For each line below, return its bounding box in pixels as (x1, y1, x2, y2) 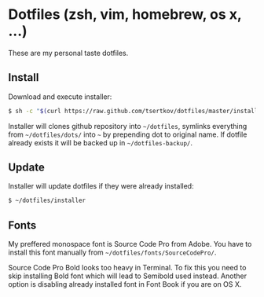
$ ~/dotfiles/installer (8, 196, 86, 205)
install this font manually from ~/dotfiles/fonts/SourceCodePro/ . (8, 247, 217, 257)
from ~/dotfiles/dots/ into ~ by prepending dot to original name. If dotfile (8, 130, 247, 139)
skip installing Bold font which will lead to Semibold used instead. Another (8, 271, 247, 280)
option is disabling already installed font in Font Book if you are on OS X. (8, 280, 242, 289)
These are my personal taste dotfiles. (8, 48, 129, 57)
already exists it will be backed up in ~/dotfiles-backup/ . (8, 137, 192, 147)
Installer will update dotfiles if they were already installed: (8, 181, 194, 191)
